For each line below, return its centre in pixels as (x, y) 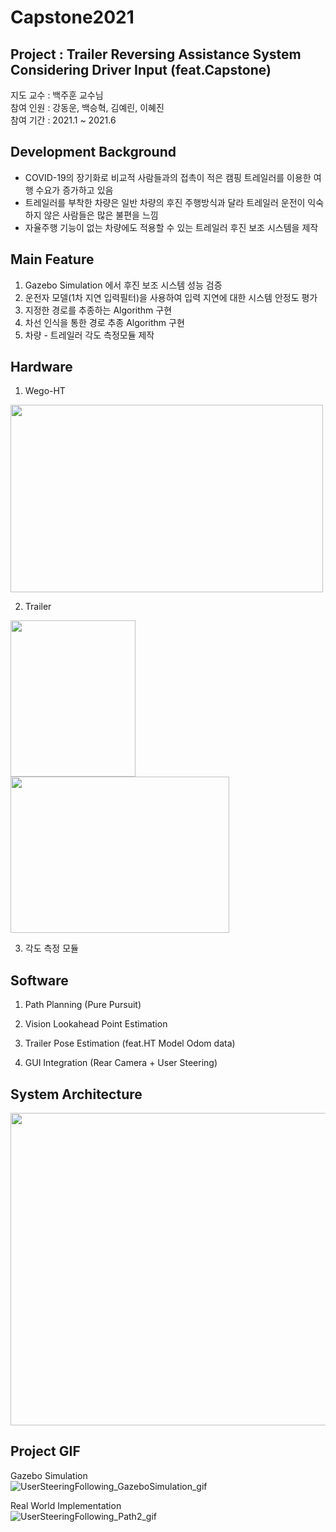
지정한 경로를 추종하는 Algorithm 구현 (98, 310)
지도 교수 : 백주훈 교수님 (57, 95)
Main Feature (52, 259)
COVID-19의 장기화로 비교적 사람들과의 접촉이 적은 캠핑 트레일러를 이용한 (168, 177)
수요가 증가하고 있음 (74, 190)
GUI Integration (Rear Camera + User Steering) (121, 1063)
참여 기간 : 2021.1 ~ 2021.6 (63, 120)
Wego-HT (45, 391)
